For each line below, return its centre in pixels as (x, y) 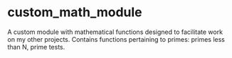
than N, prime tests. (36, 47)
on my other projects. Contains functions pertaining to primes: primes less (116, 39)
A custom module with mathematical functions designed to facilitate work (115, 32)
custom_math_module (75, 12)
